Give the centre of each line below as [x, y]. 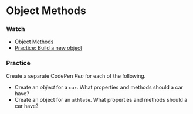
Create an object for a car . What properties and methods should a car [99, 87]
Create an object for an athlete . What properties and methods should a [101, 99]
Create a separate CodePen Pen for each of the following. [76, 76]
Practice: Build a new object [48, 48]
